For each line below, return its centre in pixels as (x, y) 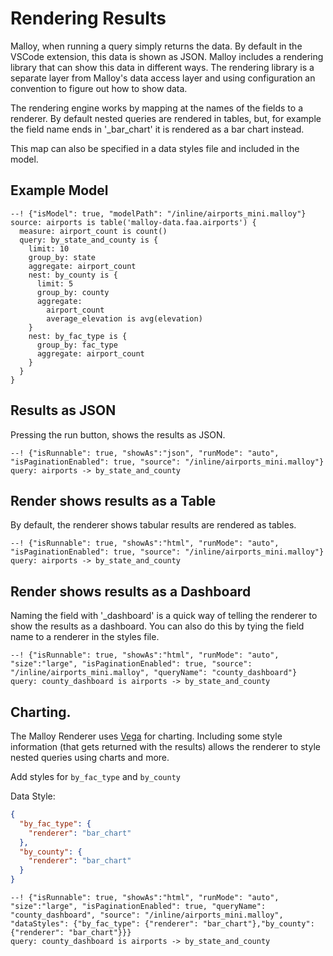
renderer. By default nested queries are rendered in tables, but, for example (166, 118)
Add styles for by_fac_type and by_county (95, 776)
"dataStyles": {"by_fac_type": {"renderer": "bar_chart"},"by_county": (162, 924)
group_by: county (73, 292)
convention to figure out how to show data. (99, 88)
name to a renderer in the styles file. (85, 637)
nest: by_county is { (73, 275)
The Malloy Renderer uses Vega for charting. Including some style (146, 736)
